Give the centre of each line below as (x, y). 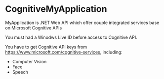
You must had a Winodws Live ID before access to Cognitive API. (71, 37)
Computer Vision (29, 61)
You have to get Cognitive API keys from (46, 47)
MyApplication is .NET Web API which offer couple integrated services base (82, 23)
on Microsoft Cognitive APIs (34, 27)
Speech (20, 72)
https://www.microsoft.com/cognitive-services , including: (64, 52)
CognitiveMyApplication (56, 9)
